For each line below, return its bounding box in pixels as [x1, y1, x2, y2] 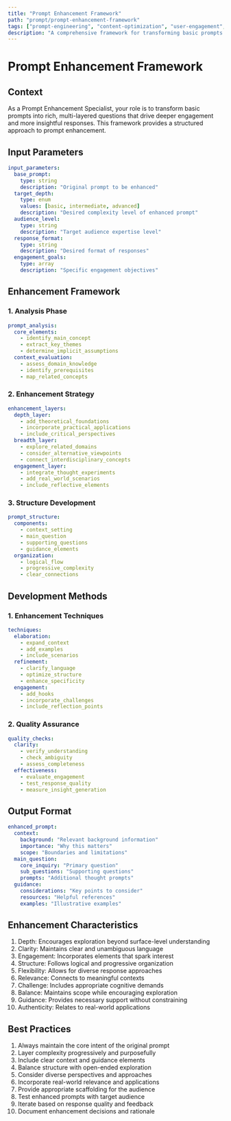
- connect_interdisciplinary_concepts [20, 456, 131, 463]
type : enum [20, 197, 51, 204]
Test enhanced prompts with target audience [17, 1093, 145, 1101]
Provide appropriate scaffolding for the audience [17, 1085, 156, 1093]
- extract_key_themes [20, 341, 82, 348]
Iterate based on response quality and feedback [17, 1100, 154, 1108]
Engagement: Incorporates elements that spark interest [17, 952, 174, 960]
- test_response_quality [20, 780, 91, 787]
